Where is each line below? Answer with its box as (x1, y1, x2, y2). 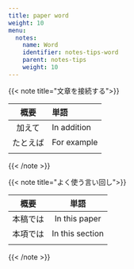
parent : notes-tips (22, 56, 87, 64)
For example (52, 136, 98, 148)
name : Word (22, 41, 59, 49)
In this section (52, 228, 105, 239)
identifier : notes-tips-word (22, 48, 119, 56)
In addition (52, 121, 91, 133)
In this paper (54, 213, 101, 224)
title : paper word (8, 11, 69, 20)
